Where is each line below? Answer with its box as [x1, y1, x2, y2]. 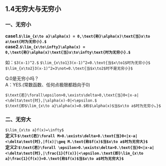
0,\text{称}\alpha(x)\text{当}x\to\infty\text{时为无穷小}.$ [5, 50, 131, 55]
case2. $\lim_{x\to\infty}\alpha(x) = [5, 43, 86, 49]
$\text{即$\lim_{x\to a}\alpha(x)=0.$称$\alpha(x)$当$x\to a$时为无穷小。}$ [5, 103, 161, 108]
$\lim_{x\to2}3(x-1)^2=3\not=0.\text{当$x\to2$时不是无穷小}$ [5, 66, 133, 71]
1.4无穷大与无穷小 [5, 5, 61, 14]
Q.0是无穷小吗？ [5, 75, 39, 81]
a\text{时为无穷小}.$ [5, 39, 47, 44]
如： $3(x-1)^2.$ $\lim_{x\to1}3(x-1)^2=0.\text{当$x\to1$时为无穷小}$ [5, 59, 151, 65]
